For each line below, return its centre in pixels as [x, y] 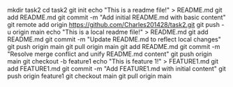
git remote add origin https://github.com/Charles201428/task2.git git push [113, 25]
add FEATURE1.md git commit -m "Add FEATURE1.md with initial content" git [117, 69]
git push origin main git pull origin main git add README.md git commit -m [114, 47]
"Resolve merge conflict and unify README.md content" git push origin [110, 54]
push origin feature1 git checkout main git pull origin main [90, 76]
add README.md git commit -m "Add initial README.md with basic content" [116, 17]
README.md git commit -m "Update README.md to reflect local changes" [114, 39]
